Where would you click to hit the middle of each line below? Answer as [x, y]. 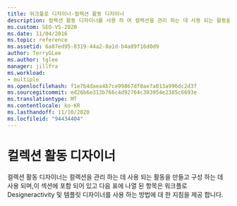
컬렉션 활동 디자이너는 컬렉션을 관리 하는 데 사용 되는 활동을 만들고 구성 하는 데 [115, 176]
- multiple [23, 79]
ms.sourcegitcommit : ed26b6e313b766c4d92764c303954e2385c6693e [102, 92]
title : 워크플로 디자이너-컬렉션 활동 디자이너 [66, 14]
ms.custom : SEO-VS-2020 [42, 27]
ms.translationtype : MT [42, 99]
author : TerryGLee [34, 54]
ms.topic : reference [38, 40]
